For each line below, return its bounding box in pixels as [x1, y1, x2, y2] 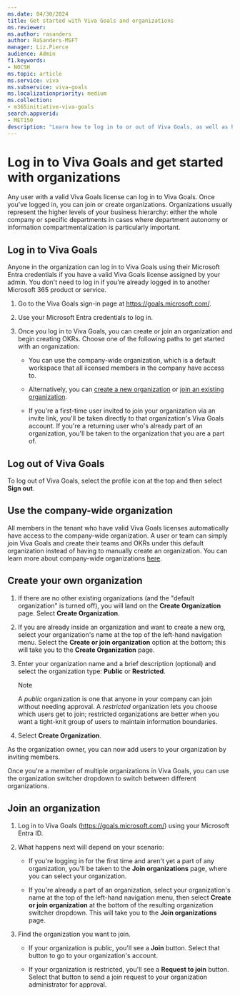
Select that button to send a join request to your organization [28, 972, 207, 981]
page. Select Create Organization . [17, 608, 120, 618]
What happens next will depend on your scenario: [17, 842, 164, 851]
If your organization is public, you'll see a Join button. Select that [28, 943, 220, 952]
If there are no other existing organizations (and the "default [17, 593, 195, 602]
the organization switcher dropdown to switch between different [7, 774, 196, 783]
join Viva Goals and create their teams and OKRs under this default [7, 538, 204, 547]
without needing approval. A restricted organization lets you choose [17, 702, 218, 710]
